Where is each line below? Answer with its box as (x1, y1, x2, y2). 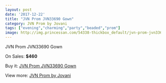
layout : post (5, 7, 32, 12)
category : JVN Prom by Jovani (5, 21, 68, 26)
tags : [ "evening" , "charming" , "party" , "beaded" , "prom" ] (5, 26, 121, 31)
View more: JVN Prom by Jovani (5, 73, 71, 78)
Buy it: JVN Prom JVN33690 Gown (5, 63, 77, 69)
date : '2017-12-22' (5, 12, 45, 17)
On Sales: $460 (5, 53, 38, 59)
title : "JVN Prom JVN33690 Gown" (5, 16, 74, 21)
